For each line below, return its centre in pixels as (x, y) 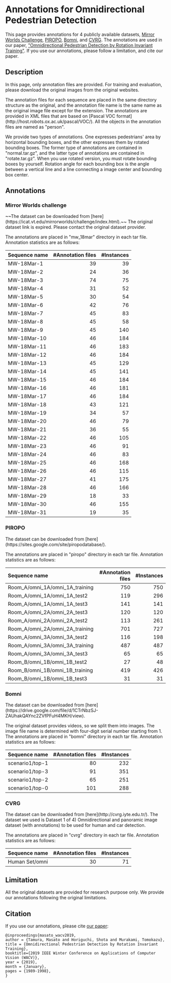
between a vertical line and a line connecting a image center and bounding (83, 169)
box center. (17, 175)
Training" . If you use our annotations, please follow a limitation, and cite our (84, 51)
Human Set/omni (28, 862)
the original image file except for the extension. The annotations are (76, 110)
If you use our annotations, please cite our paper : (57, 926)
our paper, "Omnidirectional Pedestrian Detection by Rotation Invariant (79, 45)
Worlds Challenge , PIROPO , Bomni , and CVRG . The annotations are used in (84, 40)
